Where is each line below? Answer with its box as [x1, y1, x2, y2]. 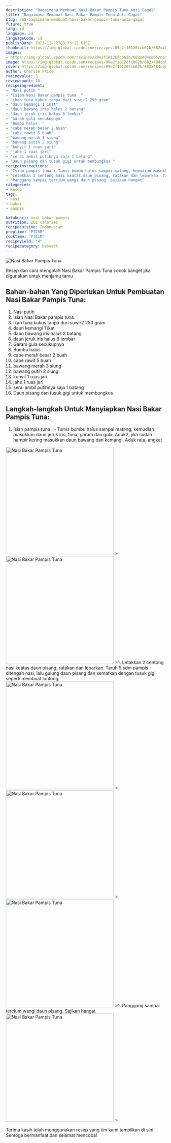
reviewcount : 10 [6, 78, 40, 83]
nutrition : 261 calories [6, 220, 58, 225]
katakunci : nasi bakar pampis [6, 215, 70, 220]
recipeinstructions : [6, 163, 50, 168]
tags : [6, 192, 17, 197]
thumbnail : [6, 45, 29, 50]
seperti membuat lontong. [6, 676, 60, 682]
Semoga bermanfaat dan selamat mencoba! [6, 1132, 97, 1138]
